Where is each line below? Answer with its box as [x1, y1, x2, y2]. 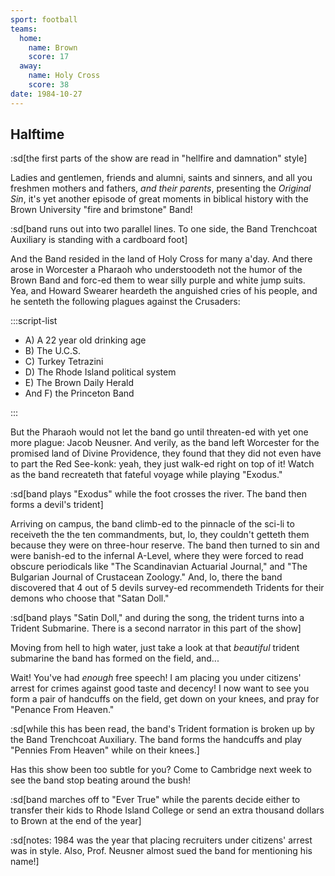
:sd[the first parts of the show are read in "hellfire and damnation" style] [10, 152, 308, 165]
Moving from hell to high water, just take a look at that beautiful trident [10, 642, 300, 654]
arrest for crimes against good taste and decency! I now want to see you [10, 682, 310, 695]
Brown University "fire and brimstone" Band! [10, 204, 193, 216]
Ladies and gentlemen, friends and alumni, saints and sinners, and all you [10, 172, 313, 184]
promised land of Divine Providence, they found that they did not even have [10, 447, 322, 460]
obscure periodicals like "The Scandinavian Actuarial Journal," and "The [10, 561, 308, 573]
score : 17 [28, 52, 70, 62]
